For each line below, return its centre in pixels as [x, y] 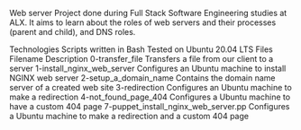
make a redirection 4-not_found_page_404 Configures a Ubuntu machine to [150, 97]
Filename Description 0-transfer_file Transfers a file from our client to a [141, 59]
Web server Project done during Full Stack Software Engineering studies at [148, 13]
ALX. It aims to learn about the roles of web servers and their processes [143, 22]
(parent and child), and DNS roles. [73, 32]
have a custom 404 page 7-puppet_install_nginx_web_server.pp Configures [150, 106]
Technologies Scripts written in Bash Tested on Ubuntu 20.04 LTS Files [141, 49]
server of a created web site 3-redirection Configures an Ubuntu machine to [151, 87]
